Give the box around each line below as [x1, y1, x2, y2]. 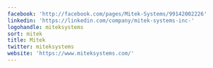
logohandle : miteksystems [7, 23, 84, 30]
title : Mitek [7, 37, 46, 44]
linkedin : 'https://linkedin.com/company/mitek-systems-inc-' [7, 17, 195, 24]
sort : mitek [7, 30, 42, 38]
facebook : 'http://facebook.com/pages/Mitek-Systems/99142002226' [7, 10, 207, 18]
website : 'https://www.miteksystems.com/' [7, 50, 134, 57]
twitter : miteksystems [7, 43, 74, 50]
